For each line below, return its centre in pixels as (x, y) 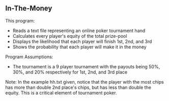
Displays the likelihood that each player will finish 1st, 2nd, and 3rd (82, 41)
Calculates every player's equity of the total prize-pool (70, 36)
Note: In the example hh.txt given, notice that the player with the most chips (85, 82)
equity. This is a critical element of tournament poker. (61, 93)
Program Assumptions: (29, 57)
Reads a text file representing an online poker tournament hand (79, 31)
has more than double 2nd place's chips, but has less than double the (78, 87)
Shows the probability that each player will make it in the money (79, 47)
